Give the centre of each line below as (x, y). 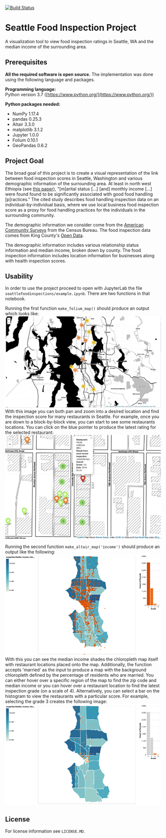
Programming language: (30, 89)
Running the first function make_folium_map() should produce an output (77, 308)
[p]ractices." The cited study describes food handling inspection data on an (82, 199)
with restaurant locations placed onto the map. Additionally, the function (79, 665)
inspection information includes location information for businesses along (80, 255)
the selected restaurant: (29, 432)
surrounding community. (30, 215)
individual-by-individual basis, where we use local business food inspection (82, 205)
